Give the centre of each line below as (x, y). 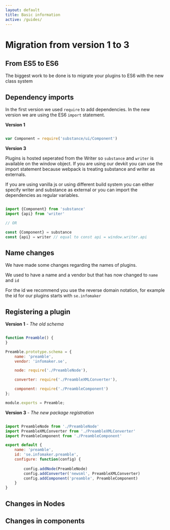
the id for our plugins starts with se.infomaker (53, 296)
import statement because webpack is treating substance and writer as (80, 169)
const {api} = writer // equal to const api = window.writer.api (76, 237)
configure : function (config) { (48, 460)
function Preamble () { (29, 338)
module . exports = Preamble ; (35, 403)
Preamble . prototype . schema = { (39, 352)
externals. (16, 174)
